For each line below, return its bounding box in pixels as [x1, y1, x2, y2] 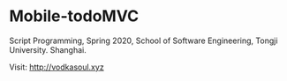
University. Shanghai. [9, 44, 87, 55]
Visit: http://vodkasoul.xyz [9, 62, 104, 72]
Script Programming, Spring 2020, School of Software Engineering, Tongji [9, 35, 278, 46]
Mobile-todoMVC [9, 6, 140, 26]
